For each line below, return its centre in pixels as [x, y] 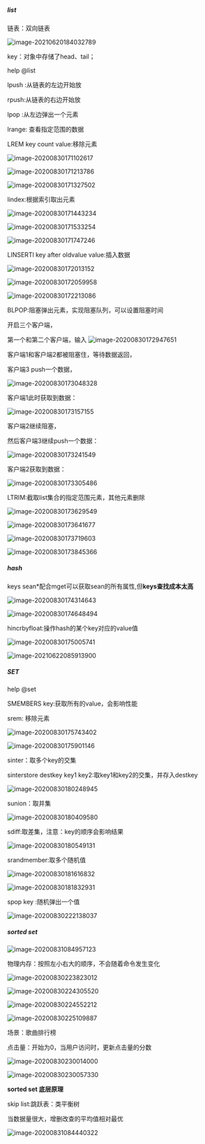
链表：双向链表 [29, 28]
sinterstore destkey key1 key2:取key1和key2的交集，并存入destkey [102, 775]
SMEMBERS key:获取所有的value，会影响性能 [73, 703]
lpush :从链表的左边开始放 [44, 84]
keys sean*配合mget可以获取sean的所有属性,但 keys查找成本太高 [100, 586]
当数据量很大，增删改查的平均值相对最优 [65, 1118]
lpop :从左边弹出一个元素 [43, 114]
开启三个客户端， [32, 325]
